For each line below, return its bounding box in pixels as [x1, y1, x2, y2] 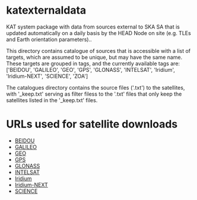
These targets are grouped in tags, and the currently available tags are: [6, 60, 180, 67]
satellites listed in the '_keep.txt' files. [6, 96, 98, 104]
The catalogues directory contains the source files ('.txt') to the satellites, [6, 84, 185, 91]
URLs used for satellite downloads [6, 118, 178, 131]
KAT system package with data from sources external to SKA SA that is [6, 23, 180, 30]
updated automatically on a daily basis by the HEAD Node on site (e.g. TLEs [6, 29, 191, 36]
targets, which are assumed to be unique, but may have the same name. [6, 53, 183, 61]
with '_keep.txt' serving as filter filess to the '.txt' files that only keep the [6, 90, 182, 97]
